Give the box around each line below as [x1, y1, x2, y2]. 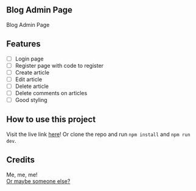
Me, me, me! [6, 171, 38, 178]
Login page [15, 55, 44, 62]
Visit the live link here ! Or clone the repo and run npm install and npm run [6, 131, 191, 138]
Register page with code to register [15, 62, 104, 69]
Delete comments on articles [15, 89, 88, 96]
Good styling [15, 96, 47, 103]
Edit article [15, 76, 43, 83]
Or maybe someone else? [6, 177, 71, 185]
